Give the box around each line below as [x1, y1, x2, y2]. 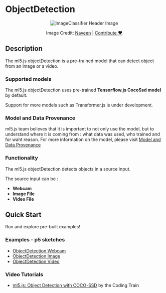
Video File [12, 196, 34, 202]
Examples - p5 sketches [5, 236, 65, 243]
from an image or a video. [5, 63, 59, 69]
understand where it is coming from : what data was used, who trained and [5, 131, 160, 137]
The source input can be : [5, 176, 59, 182]
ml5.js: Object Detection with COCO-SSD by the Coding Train [12, 282, 139, 288]
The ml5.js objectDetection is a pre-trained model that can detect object [5, 58, 154, 64]
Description [5, 44, 43, 53]
